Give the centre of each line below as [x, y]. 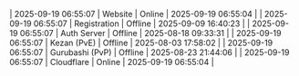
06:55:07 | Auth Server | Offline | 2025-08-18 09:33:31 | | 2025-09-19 [150, 33]
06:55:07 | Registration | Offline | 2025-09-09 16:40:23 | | [142, 24]
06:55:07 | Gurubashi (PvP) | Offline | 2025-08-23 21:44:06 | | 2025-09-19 [149, 52]
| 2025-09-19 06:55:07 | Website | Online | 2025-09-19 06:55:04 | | [136, 14]
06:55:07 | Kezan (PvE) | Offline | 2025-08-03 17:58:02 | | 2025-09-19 [141, 43]
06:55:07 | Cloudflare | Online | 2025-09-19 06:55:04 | [112, 62]
